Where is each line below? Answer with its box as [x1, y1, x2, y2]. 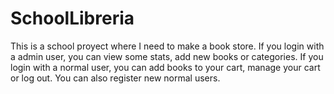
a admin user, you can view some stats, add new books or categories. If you [10, 50, 324, 62]
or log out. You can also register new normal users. [10, 72, 221, 84]
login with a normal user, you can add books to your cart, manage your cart [10, 61, 321, 73]
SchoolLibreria [10, 7, 135, 30]
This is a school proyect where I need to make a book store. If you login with [10, 40, 325, 52]
